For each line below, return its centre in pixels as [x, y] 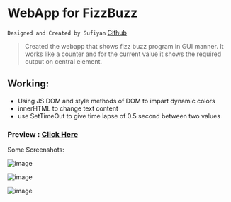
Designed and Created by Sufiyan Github [67, 33]
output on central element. [63, 61]
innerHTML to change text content [68, 108]
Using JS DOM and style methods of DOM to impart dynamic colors [116, 101]
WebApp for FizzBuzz [73, 13]
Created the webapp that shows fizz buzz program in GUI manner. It [124, 46]
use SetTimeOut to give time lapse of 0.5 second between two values [119, 116]
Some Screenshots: [36, 150]
